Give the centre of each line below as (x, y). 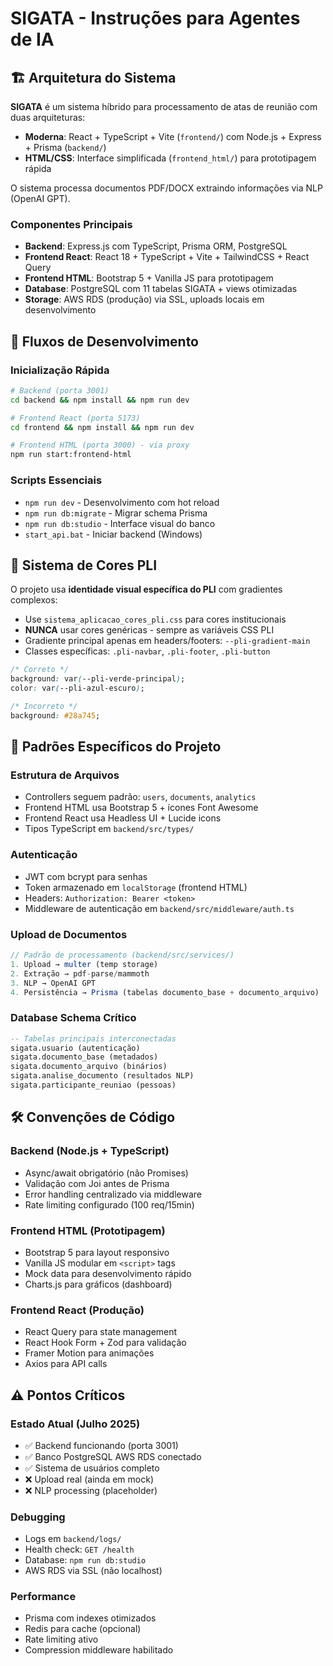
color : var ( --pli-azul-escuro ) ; (77, 688)
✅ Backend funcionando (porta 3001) (101, 1445)
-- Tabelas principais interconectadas (93, 1038)
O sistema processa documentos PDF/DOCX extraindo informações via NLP (166, 188)
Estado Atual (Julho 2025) (75, 1424)
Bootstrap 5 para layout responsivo (97, 1252)
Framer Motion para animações (89, 1353)
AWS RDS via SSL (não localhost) (93, 1571)
